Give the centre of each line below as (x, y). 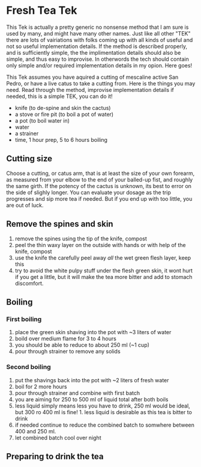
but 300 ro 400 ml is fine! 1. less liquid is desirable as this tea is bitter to (103, 412)
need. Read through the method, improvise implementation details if (90, 90)
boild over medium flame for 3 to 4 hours (66, 339)
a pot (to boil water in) (42, 120)
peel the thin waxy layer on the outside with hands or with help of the (100, 245)
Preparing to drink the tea (55, 456)
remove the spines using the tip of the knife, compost (81, 239)
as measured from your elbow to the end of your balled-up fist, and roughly (100, 179)
